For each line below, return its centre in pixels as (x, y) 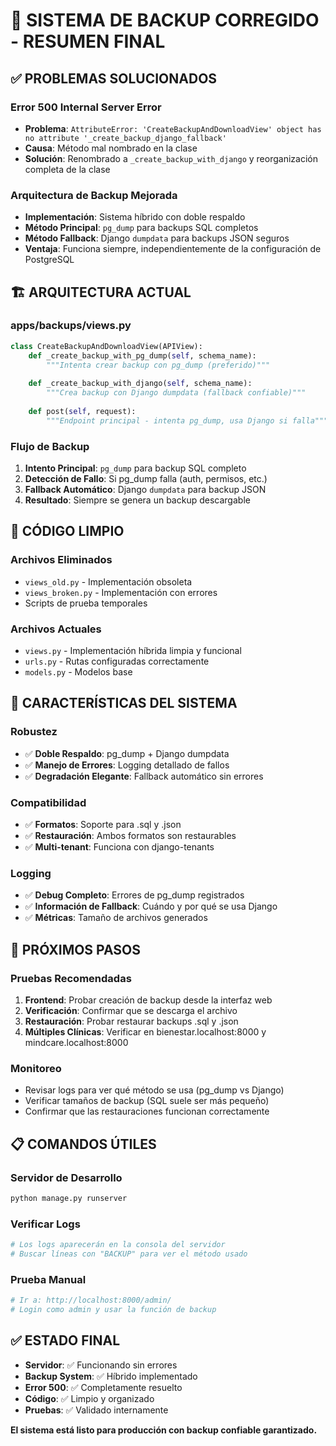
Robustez (34, 732)
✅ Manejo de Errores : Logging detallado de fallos (127, 765)
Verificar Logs (45, 1224)
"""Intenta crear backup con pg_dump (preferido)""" (158, 365)
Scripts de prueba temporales (86, 603)
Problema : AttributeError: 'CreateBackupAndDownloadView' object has (173, 128)
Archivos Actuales (56, 629)
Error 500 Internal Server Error (86, 107)
